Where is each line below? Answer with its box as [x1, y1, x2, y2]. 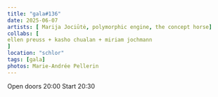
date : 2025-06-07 [7, 17, 58, 24]
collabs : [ [7, 30, 39, 37]
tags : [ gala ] [7, 56, 46, 63]
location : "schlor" [7, 50, 65, 57]
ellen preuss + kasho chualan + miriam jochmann [7, 37, 153, 44]
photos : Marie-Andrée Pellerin [7, 63, 99, 70]
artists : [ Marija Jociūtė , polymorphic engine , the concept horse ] [7, 23, 212, 30]
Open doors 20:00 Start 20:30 [7, 82, 95, 90]
